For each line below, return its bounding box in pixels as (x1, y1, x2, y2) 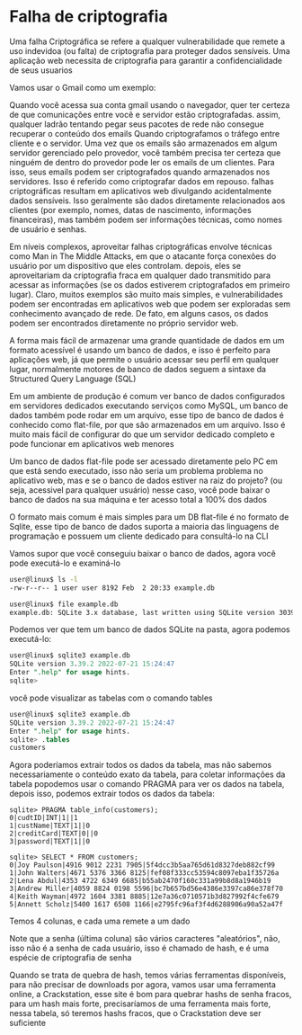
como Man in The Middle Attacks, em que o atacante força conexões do (9, 250, 277, 262)
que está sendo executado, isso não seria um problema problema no (9, 465, 263, 476)
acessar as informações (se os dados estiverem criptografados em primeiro (9, 279, 290, 290)
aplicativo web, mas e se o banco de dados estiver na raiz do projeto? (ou (9, 475, 283, 486)
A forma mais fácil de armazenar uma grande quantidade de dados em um (9, 335, 285, 345)
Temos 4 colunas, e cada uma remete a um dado (9, 915, 191, 927)
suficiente (9, 1018, 47, 1029)
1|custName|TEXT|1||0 (9, 821, 91, 831)
